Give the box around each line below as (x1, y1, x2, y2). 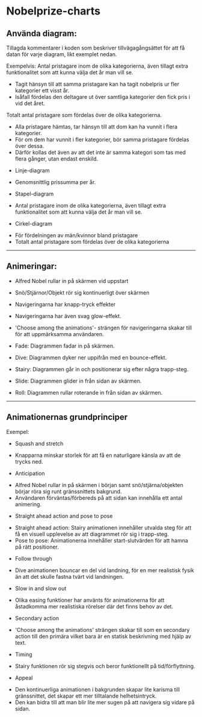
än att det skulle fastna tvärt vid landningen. (14, 573, 124, 580)
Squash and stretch (14, 439, 64, 447)
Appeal (14, 674, 33, 681)
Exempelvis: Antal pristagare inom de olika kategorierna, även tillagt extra (6, 62, 188, 69)
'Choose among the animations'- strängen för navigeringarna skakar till (14, 324, 192, 331)
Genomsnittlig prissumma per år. (14, 179, 96, 185)
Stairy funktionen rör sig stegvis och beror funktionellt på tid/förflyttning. (14, 662, 195, 669)
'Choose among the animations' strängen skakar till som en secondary (14, 626, 190, 633)
